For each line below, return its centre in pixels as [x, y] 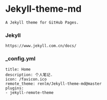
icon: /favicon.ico [26, 79]
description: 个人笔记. [29, 74]
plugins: [15, 88]
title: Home [18, 69]
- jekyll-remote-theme [29, 92]
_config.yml [20, 59]
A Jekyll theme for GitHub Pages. [42, 22]
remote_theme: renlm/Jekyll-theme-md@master [53, 84]
